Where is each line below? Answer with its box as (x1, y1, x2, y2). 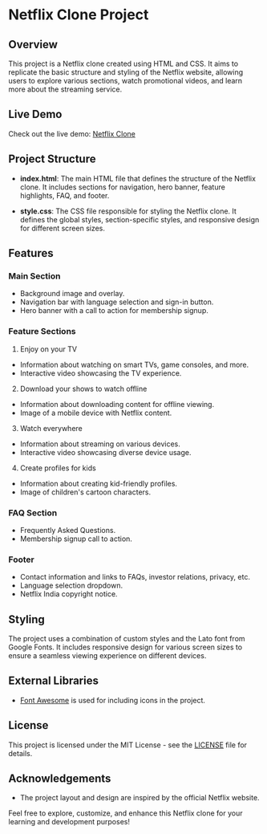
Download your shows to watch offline (19, 384, 148, 393)
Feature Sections (8, 326, 76, 337)
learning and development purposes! (8, 817, 131, 827)
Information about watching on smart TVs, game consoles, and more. (19, 360, 249, 369)
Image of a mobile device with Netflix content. (19, 408, 172, 417)
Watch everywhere (19, 423, 83, 433)
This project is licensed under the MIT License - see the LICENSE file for (8, 740, 247, 750)
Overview (8, 38, 59, 51)
